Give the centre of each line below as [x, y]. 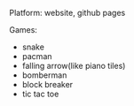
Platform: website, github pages [67, 13]
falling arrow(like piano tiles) [74, 66]
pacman [37, 56]
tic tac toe [40, 94]
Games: [24, 30]
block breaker [47, 84]
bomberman [44, 75]
